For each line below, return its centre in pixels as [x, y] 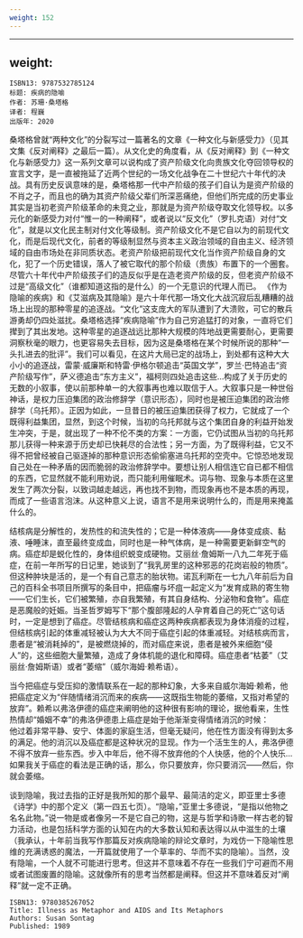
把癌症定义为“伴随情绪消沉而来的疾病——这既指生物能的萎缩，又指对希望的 [150, 697]
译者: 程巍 [27, 112]
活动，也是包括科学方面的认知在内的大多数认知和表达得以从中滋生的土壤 [151, 829]
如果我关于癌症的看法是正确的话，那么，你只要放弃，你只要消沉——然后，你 [151, 765]
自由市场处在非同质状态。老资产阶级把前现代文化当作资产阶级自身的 [151, 253]
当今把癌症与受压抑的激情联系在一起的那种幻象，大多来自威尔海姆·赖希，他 [149, 686]
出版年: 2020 [32, 122]
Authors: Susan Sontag [52, 919]
